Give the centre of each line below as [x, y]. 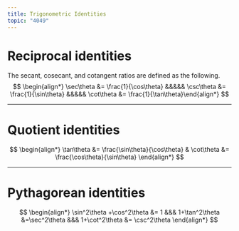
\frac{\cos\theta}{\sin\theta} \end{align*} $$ [119, 157]
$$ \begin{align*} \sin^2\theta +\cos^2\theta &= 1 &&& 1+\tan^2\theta [119, 212]
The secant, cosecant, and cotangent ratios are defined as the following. [114, 76]
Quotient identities [64, 130]
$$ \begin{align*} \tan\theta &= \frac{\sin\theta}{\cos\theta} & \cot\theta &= [119, 150]
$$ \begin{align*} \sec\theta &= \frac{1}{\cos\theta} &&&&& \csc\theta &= [119, 87]
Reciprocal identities [69, 56]
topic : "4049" [28, 21]
